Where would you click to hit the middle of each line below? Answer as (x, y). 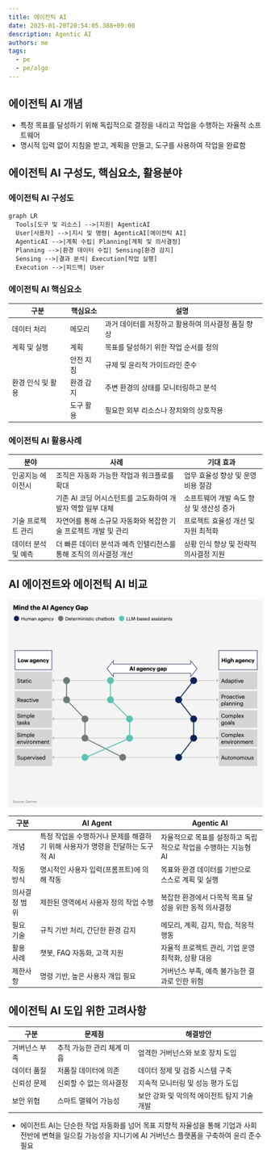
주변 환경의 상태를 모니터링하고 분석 (161, 388)
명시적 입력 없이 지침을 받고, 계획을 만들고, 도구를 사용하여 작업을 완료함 (133, 145)
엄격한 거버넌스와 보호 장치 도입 (188, 1052)
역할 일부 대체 (92, 508)
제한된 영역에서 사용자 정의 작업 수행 (97, 902)
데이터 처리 (29, 329)
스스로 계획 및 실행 (190, 879)
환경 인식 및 (30, 383)
